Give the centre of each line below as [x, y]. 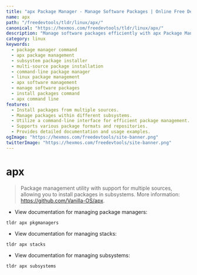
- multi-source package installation [57, 66]
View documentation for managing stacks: [66, 233]
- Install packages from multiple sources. [65, 110]
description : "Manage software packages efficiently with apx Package [94, 33]
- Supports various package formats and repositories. [80, 126]
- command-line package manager [51, 72]
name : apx [18, 17]
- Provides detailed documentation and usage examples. [81, 132]
